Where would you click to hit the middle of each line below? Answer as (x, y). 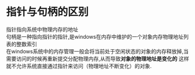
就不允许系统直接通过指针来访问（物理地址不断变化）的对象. (79, 66)
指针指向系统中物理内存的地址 (42, 29)
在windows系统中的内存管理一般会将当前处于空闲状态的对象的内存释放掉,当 (97, 51)
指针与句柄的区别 (48, 12)
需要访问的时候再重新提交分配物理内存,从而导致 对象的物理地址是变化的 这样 (97, 59)
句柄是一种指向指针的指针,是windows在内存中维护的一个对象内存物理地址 (95, 36)
